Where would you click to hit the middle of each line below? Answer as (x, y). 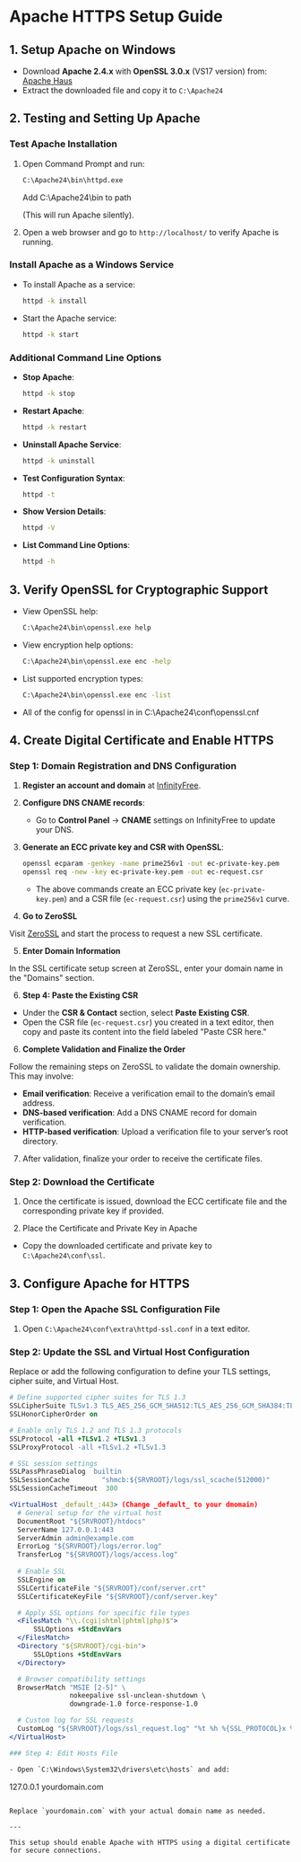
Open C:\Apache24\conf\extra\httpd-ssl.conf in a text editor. (136, 1329)
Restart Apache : (53, 410)
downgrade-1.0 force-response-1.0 (134, 1704)
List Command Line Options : (76, 545)
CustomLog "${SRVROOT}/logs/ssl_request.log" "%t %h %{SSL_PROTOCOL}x (152, 1729)
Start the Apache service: (69, 318)
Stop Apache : (48, 377)
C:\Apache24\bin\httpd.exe (73, 180)
